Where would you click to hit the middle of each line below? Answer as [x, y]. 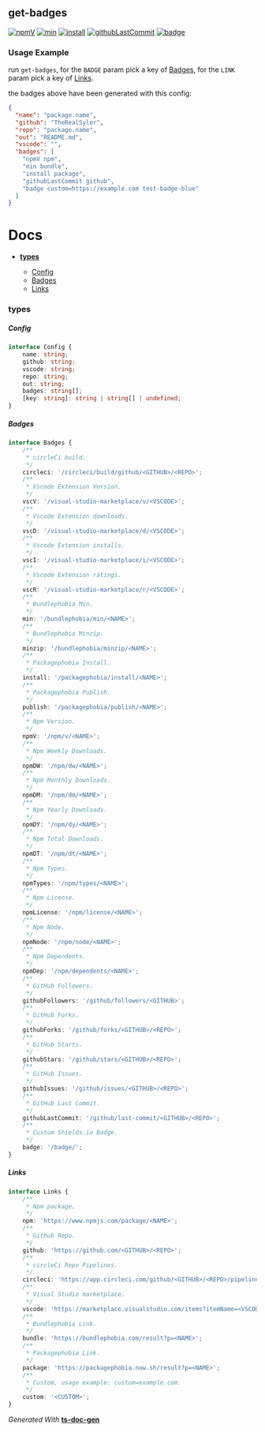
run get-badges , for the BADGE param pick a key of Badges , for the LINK [121, 69]
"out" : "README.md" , [49, 137]
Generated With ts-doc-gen [54, 1419]
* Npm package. [51, 1206]
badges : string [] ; [52, 391]
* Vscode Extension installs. [75, 545]
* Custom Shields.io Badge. [72, 1133]
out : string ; [44, 384]
